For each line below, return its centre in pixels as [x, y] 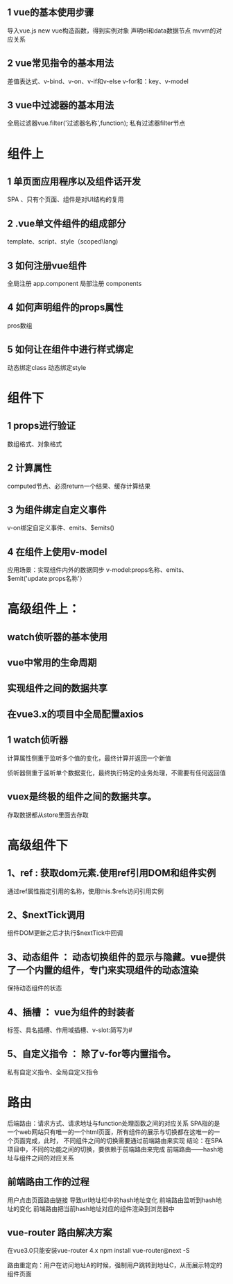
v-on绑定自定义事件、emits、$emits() [61, 528]
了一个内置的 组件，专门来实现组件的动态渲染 [103, 970]
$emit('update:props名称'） [46, 579]
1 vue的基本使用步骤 [51, 12]
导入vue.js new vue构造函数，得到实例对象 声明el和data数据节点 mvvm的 [112, 31]
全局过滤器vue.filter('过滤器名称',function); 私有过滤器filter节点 [96, 123]
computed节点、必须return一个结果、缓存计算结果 [79, 486]
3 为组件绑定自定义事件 [57, 510]
